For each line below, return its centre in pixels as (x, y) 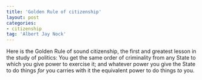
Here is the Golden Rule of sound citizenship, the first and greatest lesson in (101, 51)
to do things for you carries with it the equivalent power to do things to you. (100, 70)
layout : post (23, 17)
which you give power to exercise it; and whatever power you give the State (101, 64)
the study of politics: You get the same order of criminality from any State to (101, 58)
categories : (21, 23)
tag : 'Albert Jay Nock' (36, 34)
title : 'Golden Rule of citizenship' (54, 12)
